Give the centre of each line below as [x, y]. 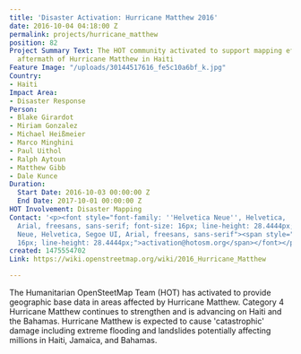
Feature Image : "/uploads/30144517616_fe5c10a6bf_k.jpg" [118, 68]
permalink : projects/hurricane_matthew [84, 34]
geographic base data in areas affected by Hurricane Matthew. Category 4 [147, 302]
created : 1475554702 [48, 251]
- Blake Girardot [42, 117]
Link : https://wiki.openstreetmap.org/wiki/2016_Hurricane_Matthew [138, 259]
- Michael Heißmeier [48, 134]
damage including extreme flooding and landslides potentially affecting [140, 331]
